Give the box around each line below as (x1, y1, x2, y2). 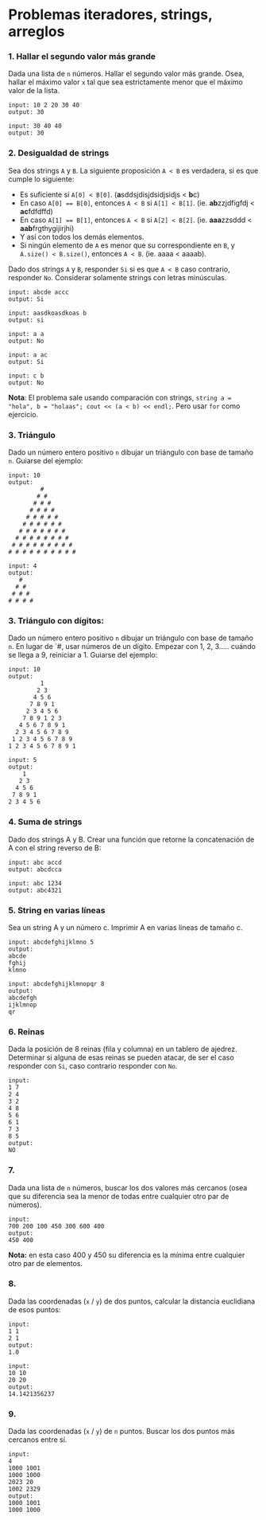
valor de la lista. (8, 86, 60, 96)
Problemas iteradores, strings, (8, 6, 213, 24)
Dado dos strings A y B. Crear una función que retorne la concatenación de (8, 834, 255, 844)
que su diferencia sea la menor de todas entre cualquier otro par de (8, 1191, 229, 1201)
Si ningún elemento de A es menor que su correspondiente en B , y (19, 240, 236, 250)
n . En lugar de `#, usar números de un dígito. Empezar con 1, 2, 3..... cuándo (8, 642, 256, 651)
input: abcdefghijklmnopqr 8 (8, 979, 105, 988)
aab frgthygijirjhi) (19, 223, 75, 232)
